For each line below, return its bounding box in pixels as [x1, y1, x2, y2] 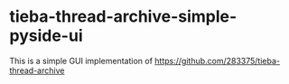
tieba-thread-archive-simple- [9, 6, 238, 27]
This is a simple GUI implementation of [9, 55, 154, 66]
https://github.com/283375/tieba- [154, 55, 281, 66]
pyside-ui [9, 25, 83, 46]
